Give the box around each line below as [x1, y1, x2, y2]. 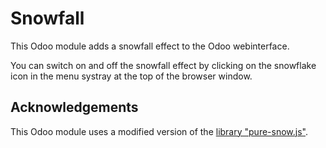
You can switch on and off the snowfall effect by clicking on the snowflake [10, 59, 317, 71]
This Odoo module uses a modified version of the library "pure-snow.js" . [10, 125, 309, 137]
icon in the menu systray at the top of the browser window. [10, 70, 253, 82]
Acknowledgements [10, 99, 139, 116]
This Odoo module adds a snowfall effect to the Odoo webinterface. [10, 40, 290, 52]
